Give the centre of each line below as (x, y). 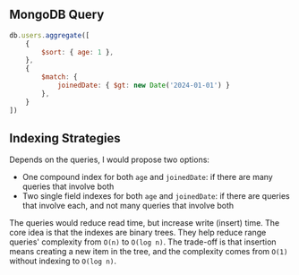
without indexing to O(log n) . (63, 261)
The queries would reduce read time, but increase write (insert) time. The (145, 223)
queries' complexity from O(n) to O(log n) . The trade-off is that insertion (143, 242)
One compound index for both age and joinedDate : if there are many (147, 177)
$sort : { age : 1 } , (78, 52)
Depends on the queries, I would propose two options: (110, 159)
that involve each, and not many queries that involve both (128, 206)
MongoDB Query (57, 15)
